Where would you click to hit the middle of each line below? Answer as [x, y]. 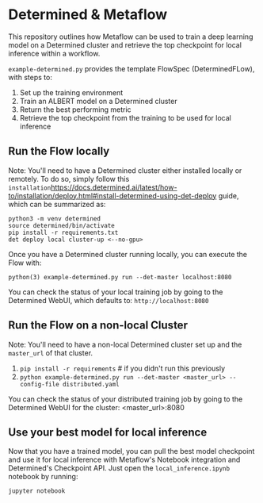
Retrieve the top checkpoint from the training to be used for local [125, 117]
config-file [39, 384]
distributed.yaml [91, 384]
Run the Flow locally [59, 151]
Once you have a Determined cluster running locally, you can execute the [128, 254]
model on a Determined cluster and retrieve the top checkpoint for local [125, 44]
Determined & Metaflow [88, 15]
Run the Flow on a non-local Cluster [98, 326]
